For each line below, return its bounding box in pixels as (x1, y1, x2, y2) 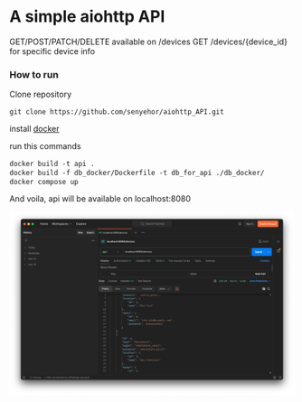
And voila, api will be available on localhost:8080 (9, 193, 192, 204)
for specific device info (9, 45, 96, 56)
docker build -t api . (9, 160, 95, 169)
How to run (9, 68, 59, 80)
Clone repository (9, 89, 72, 100)
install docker (9, 124, 61, 135)
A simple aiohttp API (9, 6, 165, 27)
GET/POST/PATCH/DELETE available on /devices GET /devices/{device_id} (9, 36, 288, 47)
